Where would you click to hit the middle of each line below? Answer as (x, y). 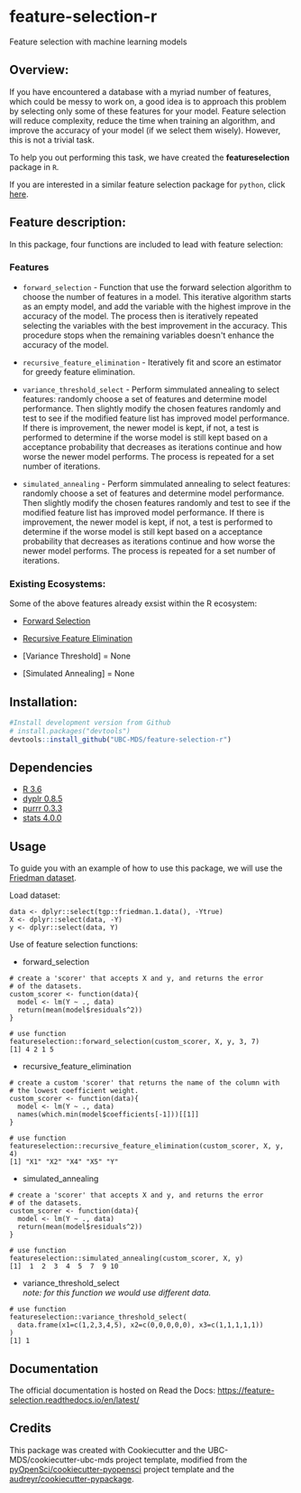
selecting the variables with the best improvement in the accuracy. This (155, 325)
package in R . (34, 167)
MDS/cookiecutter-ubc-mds (62, 1460)
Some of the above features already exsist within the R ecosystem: (133, 603)
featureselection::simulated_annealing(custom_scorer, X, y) (127, 1259)
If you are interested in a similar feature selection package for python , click (147, 184)
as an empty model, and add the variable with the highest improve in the (156, 306)
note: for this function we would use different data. (117, 1292)
